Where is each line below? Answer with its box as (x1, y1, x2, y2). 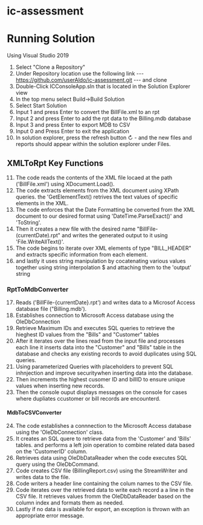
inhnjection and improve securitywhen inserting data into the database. (15, 369, 193, 377)
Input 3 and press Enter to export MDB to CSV (15, 121, 130, 129)
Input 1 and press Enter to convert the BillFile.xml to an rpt (15, 109, 159, 116)
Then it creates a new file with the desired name (15, 225, 136, 232)
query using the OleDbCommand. (15, 460, 99, 468)
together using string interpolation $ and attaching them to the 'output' (15, 264, 192, 271)
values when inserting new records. (15, 382, 105, 390)
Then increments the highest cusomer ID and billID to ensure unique (15, 376, 186, 383)
